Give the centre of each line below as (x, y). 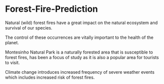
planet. (12, 42)
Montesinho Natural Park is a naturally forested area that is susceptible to (79, 52)
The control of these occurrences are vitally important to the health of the (79, 37)
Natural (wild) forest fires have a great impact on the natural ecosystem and (82, 23)
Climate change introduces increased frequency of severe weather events (80, 72)
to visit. (12, 62)
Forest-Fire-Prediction (51, 9)
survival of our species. (29, 28)
